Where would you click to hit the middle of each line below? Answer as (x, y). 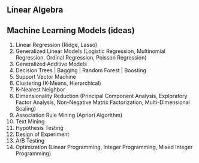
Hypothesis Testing (39, 128)
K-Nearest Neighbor (40, 90)
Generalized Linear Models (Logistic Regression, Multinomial (90, 51)
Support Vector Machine (46, 77)
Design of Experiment (42, 134)
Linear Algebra (35, 10)
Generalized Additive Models (51, 64)
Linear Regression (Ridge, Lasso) (56, 45)
